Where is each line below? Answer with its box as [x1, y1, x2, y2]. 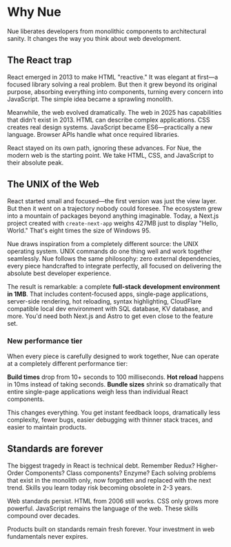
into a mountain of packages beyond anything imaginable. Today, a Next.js [7, 212, 219, 220]
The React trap [7, 55, 72, 66]
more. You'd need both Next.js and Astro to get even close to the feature [7, 312, 214, 320]
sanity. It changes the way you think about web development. [7, 34, 181, 42]
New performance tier [7, 336, 83, 346]
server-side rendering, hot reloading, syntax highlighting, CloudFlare [7, 297, 202, 305]
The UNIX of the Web [7, 178, 100, 190]
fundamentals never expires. [7, 532, 88, 540]
